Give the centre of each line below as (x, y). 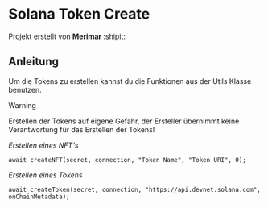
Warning (22, 105)
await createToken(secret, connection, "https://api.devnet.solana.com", (135, 189)
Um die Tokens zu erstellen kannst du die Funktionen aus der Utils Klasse (130, 81)
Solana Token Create (79, 14)
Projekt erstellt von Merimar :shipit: (67, 36)
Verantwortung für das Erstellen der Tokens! (82, 129)
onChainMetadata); (39, 197)
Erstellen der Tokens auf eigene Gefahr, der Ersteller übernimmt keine (124, 121)
